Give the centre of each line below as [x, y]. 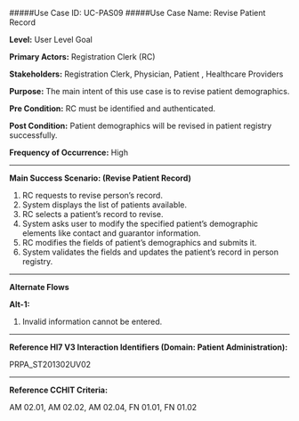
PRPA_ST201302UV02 [50, 364]
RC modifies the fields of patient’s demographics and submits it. [139, 243]
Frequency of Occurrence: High [69, 152]
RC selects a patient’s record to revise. [93, 214]
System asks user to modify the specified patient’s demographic [140, 223]
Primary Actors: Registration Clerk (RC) [82, 57]
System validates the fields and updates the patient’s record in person [150, 252]
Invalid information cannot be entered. [92, 321]
